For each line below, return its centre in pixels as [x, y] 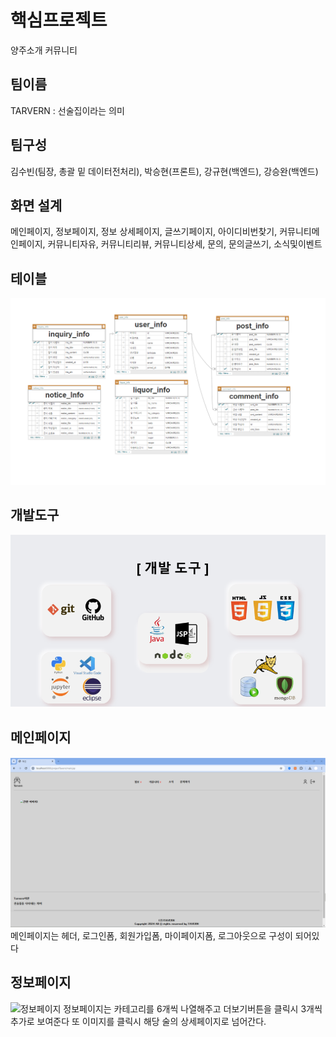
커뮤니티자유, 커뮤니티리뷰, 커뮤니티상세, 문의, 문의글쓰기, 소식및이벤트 [185, 244]
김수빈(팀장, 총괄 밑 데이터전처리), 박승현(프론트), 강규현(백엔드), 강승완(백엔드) [164, 171]
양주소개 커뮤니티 [44, 50]
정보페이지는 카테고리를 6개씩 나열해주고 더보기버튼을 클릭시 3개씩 [193, 1008]
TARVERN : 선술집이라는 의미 [67, 110]
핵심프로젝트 [59, 20]
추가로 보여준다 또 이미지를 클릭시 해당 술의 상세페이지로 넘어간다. [138, 1021]
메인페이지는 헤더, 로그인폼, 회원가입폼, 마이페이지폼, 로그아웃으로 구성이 [151, 935]
